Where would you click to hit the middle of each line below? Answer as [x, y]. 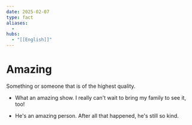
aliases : [17, 23]
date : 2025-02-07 [28, 12]
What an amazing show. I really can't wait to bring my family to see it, [100, 97]
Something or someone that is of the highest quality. [71, 86]
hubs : [13, 34]
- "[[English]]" [32, 40]
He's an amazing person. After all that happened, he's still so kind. [97, 115]
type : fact [20, 17]
